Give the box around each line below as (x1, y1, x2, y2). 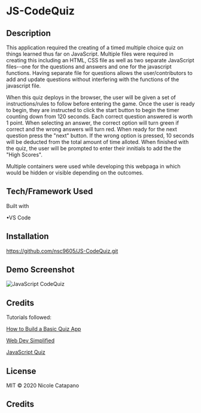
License (6, 366, 36, 376)
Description (6, 28, 51, 38)
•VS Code (6, 214, 31, 221)
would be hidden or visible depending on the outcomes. (6, 169, 144, 176)
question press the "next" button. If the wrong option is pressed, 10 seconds (6, 132, 194, 139)
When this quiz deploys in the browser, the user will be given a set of (6, 94, 176, 101)
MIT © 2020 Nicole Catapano (6, 382, 80, 389)
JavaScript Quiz (6, 349, 46, 356)
